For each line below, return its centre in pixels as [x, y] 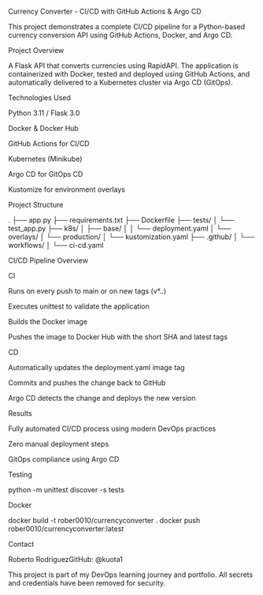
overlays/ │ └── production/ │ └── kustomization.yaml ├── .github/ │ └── [131, 237]
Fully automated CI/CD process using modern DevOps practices [112, 428]
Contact [21, 544]
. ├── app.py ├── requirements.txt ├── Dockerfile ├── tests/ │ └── [121, 220]
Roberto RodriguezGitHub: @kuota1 [66, 559]
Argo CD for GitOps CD [46, 174]
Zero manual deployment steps [59, 444]
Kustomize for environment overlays [67, 189]
